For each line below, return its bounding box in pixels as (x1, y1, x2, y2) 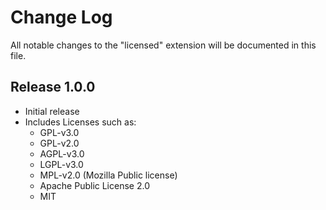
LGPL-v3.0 (39, 158, 84, 170)
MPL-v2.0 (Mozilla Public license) (39, 169, 178, 181)
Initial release (24, 105, 80, 117)
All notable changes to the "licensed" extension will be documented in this (10, 39, 317, 51)
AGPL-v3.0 (39, 147, 85, 160)
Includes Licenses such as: (24, 116, 137, 128)
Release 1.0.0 (10, 79, 96, 96)
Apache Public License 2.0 (39, 179, 150, 191)
